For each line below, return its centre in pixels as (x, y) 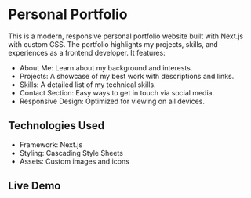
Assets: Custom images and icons (74, 161)
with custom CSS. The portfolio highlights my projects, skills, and (113, 44)
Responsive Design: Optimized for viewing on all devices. (112, 101)
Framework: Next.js (51, 144)
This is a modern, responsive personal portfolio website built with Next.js (126, 36)
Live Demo (35, 186)
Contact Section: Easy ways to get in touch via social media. (116, 92)
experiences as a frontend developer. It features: (87, 52)
